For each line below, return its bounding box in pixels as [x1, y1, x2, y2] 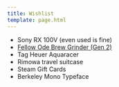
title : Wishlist [7, 10, 54, 17]
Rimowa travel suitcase [17, 57, 84, 66]
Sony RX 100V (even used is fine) [17, 35, 113, 43]
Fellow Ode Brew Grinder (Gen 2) [17, 43, 112, 51]
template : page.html [7, 17, 67, 23]
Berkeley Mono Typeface [17, 72, 89, 80]
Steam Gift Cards [17, 65, 66, 73]
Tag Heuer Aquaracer [17, 50, 80, 59]
